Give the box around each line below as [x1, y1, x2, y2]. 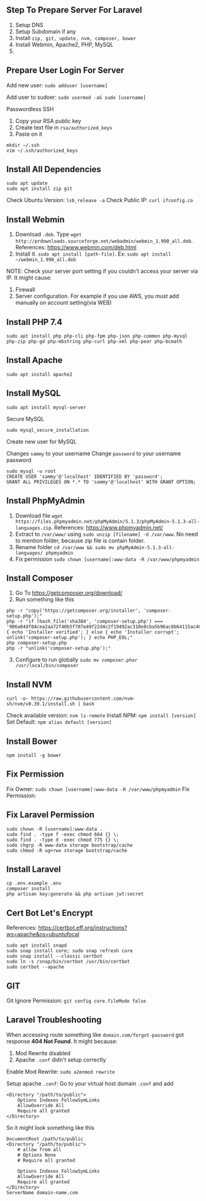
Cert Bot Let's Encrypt [6, 907, 93, 918]
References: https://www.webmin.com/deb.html [15, 244, 137, 251]
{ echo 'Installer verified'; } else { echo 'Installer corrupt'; [6, 629, 180, 635]
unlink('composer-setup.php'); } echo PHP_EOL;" [6, 635, 133, 641]
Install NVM [6, 679, 52, 690]
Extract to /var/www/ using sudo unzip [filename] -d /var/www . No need [15, 530, 198, 538]
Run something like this [15, 596, 75, 603]
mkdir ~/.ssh [6, 142, 40, 148]
